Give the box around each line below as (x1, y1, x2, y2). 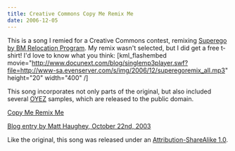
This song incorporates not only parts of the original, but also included (7, 87, 212, 96)
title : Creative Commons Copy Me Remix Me (7, 10, 134, 18)
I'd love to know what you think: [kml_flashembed (23, 51, 167, 60)
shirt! (7, 51, 23, 60)
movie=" (7, 58, 32, 67)
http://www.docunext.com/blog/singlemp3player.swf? (31, 58, 189, 67)
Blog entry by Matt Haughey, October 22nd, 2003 (7, 122, 151, 130)
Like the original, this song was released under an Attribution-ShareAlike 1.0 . (7, 135, 229, 144)
